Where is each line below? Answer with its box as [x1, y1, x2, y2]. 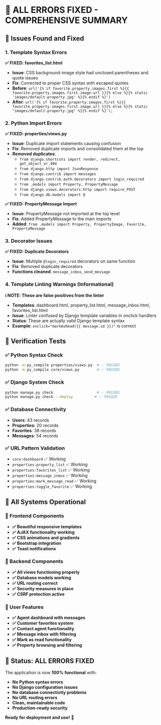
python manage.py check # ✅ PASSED [5, 390, 120, 395]
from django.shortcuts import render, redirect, [19, 157, 121, 162]
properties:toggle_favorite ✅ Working [12, 483, 92, 489]
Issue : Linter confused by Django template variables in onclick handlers [12, 312, 157, 318]
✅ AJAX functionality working [12, 529, 75, 535]
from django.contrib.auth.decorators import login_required [19, 177, 144, 182]
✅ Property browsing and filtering [12, 642, 82, 648]
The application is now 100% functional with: [5, 669, 97, 675]
